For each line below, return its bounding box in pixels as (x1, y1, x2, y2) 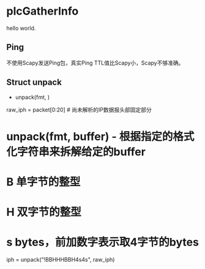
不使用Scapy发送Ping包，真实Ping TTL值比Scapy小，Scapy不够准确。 (6, 59, 184, 66)
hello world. (6, 24, 36, 32)
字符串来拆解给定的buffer (17, 145, 146, 159)
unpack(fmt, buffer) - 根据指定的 (6, 129, 173, 143)
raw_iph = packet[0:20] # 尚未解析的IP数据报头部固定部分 (6, 106, 152, 113)
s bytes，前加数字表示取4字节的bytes (6, 235, 199, 249)
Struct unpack (6, 77, 62, 88)
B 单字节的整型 (6, 175, 81, 188)
